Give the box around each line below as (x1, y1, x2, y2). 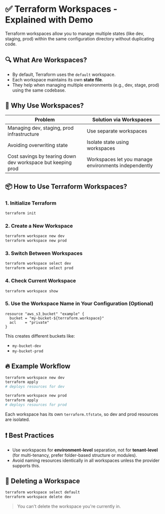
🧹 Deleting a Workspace (5, 477, 80, 485)
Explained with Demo (5, 14, 93, 26)
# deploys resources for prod (5, 402, 67, 407)
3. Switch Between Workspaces (5, 250, 83, 257)
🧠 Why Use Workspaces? (5, 102, 84, 110)
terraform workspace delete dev (5, 494, 71, 500)
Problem (34, 116, 55, 123)
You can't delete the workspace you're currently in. (17, 504, 121, 510)
